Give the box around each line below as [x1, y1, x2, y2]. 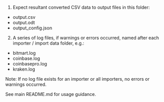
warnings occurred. [5, 81, 47, 87]
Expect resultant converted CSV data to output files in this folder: [12, 5, 150, 10]
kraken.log [12, 66, 35, 72]
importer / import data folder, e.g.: [12, 40, 84, 46]
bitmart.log [12, 50, 36, 56]
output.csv [12, 14, 36, 20]
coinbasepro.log [12, 61, 48, 66]
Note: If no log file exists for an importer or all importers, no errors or [5, 76, 150, 82]
